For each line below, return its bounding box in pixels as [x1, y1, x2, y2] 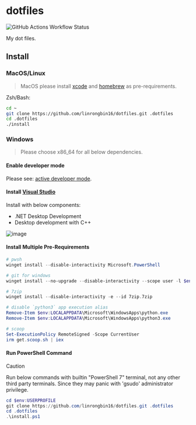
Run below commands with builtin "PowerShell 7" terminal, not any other [6, 374, 181, 381]
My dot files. [6, 34, 36, 42]
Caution [6, 362, 25, 369]
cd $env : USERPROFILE [6, 398, 57, 403]
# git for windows [6, 272, 51, 278]
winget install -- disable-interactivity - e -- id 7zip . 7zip [6, 294, 153, 300]
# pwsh [6, 257, 22, 262]
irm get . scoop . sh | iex [6, 337, 64, 343]
